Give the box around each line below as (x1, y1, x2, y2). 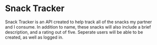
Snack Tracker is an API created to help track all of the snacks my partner (5, 19, 152, 25)
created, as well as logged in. (5, 34, 64, 40)
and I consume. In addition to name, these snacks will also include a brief (5, 24, 151, 30)
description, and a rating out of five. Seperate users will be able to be (5, 29, 143, 35)
